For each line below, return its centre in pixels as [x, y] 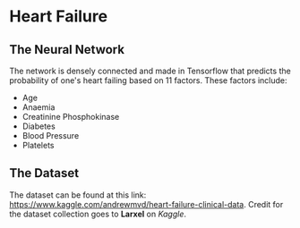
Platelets [38, 145]
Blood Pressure [51, 135]
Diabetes [39, 126]
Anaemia [39, 107]
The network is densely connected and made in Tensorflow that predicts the [150, 71]
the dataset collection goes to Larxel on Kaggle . [98, 214]
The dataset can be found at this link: [78, 195]
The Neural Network [67, 50]
